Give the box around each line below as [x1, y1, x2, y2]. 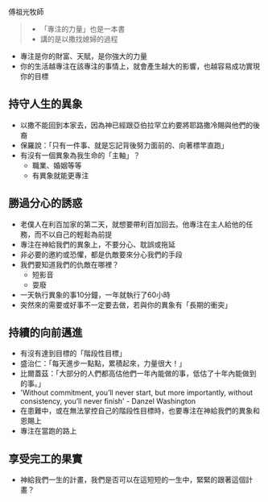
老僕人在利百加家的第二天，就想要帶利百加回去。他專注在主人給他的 [19, 219, 246, 229]
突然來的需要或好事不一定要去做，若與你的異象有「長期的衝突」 [19, 300, 232, 309]
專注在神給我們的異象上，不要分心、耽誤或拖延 [19, 239, 175, 249]
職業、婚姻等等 [31, 160, 82, 170]
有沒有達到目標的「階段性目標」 [19, 349, 126, 359]
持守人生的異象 [8, 97, 83, 111]
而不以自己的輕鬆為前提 [34, 229, 113, 239]
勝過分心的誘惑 [8, 197, 83, 210]
